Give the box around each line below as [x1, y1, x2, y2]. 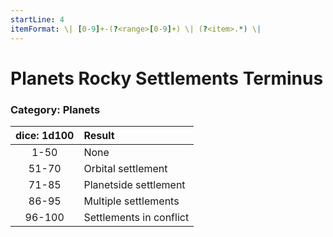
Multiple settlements [83, 194, 180, 208]
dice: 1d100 [15, 128, 75, 142]
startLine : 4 [10, 14, 65, 25]
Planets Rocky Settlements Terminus [10, 67, 324, 90]
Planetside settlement [83, 177, 186, 191]
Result [83, 128, 115, 142]
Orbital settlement [83, 161, 168, 175]
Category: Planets [10, 102, 101, 116]
